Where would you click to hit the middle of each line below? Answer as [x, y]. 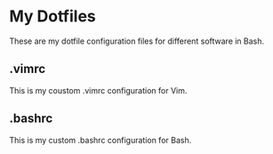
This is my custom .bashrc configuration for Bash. [100, 140]
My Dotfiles [52, 16]
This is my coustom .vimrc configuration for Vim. [98, 90]
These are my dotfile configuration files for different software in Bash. [137, 41]
